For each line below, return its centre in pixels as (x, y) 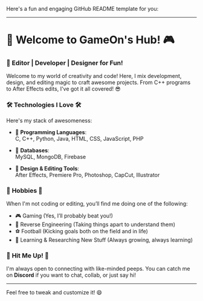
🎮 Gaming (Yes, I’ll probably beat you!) (64, 216)
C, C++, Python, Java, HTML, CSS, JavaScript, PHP (79, 138)
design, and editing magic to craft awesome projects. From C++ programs (98, 83)
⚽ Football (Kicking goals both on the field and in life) (81, 231)
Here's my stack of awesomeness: (49, 120)
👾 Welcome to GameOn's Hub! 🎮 (91, 40)
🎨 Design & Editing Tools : (47, 168)
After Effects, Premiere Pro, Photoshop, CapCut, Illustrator (87, 175)
